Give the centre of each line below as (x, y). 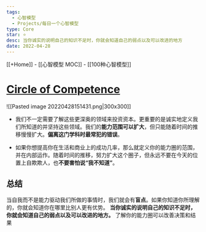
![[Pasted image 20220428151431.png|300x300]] (69, 106)
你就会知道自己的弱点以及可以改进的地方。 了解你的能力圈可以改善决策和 (98, 215)
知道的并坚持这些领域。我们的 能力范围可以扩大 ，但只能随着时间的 (109, 127)
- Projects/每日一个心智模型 (45, 23)
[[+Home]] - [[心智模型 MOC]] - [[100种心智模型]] (69, 64)
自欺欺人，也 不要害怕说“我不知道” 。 (72, 162)
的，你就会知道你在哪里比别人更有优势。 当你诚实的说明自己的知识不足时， (101, 207)
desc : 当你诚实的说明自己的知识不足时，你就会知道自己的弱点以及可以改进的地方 (94, 40)
